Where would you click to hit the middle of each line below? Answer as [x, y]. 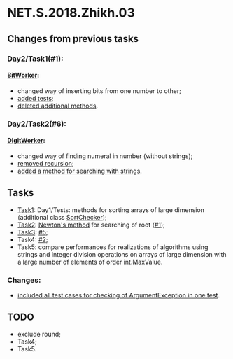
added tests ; [35, 98]
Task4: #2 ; [33, 239]
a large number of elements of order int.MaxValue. [90, 262]
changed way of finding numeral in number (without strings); [105, 156]
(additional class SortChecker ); [62, 217]
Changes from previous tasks [73, 39]
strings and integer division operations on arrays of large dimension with [122, 254]
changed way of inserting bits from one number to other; [99, 91]
